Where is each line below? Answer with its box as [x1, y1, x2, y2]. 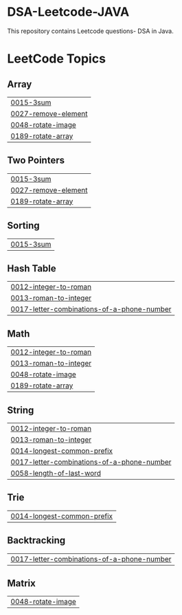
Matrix [7, 578, 36, 590]
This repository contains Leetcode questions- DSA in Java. [7, 27, 174, 35]
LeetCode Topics [7, 51, 106, 67]
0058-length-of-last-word [10, 469, 102, 478]
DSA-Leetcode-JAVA [7, 4, 130, 20]
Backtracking [7, 535, 66, 546]
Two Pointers [7, 155, 65, 166]
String [7, 404, 34, 416]
